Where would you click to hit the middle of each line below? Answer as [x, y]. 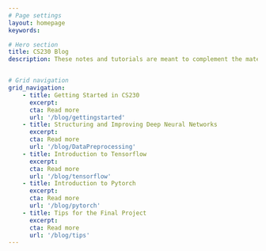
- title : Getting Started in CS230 [81, 95]
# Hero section [33, 44]
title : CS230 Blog [38, 52]
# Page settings [35, 15]
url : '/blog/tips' [59, 235]
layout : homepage [37, 23]
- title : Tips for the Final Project [85, 213]
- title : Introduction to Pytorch [79, 184]
